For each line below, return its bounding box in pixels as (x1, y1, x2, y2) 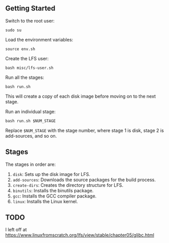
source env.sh (5, 46, 36, 52)
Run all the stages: (5, 74, 44, 80)
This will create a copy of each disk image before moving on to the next (5, 93, 156, 99)
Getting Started (5, 4, 56, 13)
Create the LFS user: (5, 55, 49, 61)
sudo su (5, 28, 22, 33)
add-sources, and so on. (5, 132, 57, 139)
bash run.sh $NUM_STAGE (5, 118, 56, 123)
